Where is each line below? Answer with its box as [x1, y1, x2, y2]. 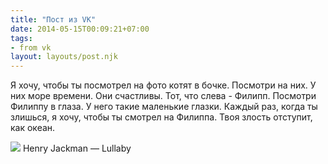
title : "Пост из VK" [10, 14, 97, 25]
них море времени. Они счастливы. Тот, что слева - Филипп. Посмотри [10, 90, 317, 102]
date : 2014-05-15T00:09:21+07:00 [10, 24, 150, 34]
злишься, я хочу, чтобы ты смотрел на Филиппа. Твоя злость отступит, [10, 111, 313, 123]
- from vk [10, 42, 52, 53]
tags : [10, 33, 33, 43]
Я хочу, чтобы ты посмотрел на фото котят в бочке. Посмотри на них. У [10, 79, 317, 91]
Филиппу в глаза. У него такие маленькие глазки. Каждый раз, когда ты [10, 101, 318, 113]
